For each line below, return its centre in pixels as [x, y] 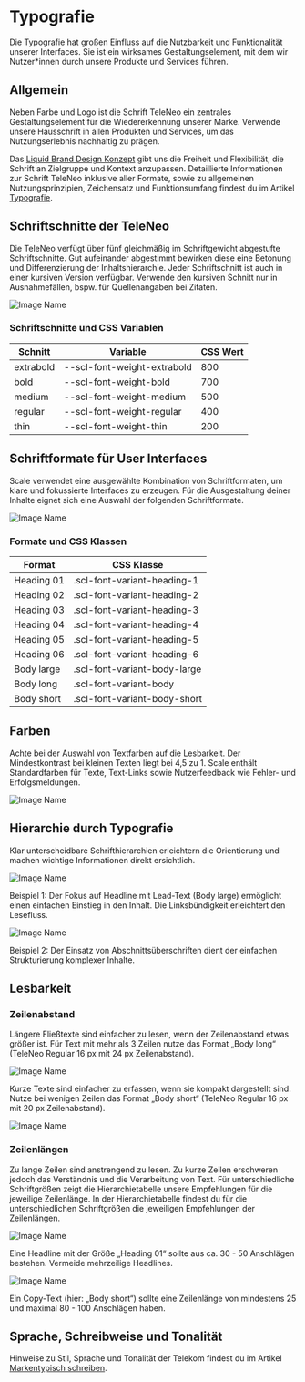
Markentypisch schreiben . [58, 1368]
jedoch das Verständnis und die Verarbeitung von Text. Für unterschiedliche [152, 1179]
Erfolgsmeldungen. [45, 782]
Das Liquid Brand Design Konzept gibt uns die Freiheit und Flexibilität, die [147, 159]
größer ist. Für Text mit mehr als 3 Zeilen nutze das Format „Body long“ [142, 1044]
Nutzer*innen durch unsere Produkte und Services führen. [119, 61]
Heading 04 [40, 624]
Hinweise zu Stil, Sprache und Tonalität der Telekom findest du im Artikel [146, 1358]
